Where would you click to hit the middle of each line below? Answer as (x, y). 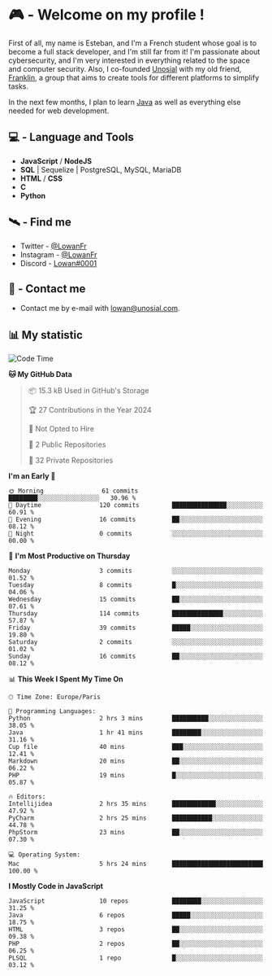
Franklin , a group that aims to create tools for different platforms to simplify (134, 77)
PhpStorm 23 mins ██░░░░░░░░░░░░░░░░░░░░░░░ (136, 833)
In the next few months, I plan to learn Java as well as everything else (125, 102)
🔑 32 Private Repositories (71, 461)
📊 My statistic (46, 335)
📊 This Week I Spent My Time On (66, 679)
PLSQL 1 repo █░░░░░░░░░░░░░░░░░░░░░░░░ (136, 958)
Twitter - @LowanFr (53, 246)
